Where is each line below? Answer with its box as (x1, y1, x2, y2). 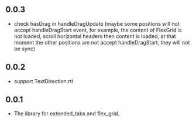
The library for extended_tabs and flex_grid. (13, 110, 120, 117)
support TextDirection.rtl (13, 77, 74, 84)
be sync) (13, 45, 36, 52)
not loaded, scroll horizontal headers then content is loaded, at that (13, 32, 176, 40)
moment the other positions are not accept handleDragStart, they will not (13, 39, 190, 46)
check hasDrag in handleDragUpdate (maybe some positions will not (13, 20, 180, 27)
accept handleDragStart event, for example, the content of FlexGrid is (13, 26, 182, 33)
